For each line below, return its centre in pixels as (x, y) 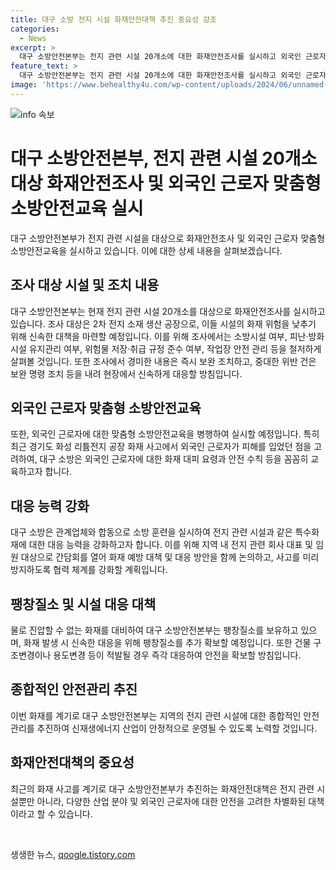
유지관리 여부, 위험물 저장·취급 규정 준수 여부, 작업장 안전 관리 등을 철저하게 (175, 348)
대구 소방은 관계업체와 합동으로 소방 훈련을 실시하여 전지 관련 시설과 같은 (151, 532)
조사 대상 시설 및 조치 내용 (85, 285)
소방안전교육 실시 (77, 208)
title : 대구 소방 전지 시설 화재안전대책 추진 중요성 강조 (113, 19)
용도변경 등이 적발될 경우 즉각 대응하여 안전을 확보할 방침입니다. (177, 655)
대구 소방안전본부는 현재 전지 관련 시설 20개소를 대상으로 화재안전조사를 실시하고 (168, 311)
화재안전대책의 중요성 (72, 762)
